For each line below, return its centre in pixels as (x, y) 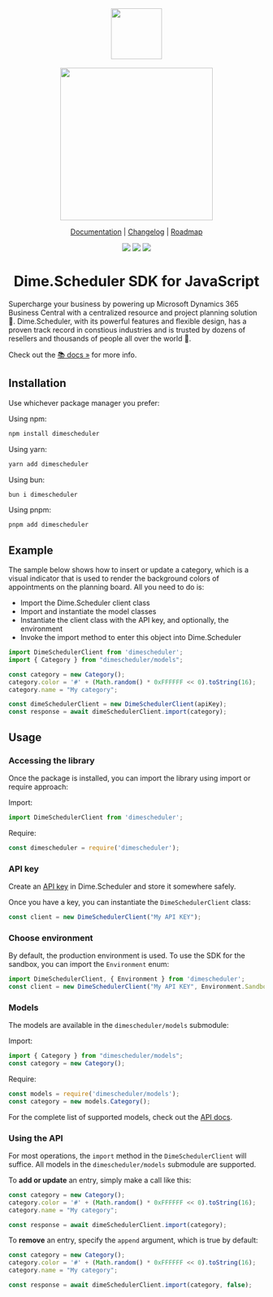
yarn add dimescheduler (49, 464)
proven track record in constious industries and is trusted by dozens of (127, 329)
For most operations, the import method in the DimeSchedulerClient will (128, 1156)
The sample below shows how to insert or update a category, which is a (129, 570)
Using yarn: (28, 449)
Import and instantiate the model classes (88, 612)
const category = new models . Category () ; (80, 1101)
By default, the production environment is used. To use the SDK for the (127, 955)
